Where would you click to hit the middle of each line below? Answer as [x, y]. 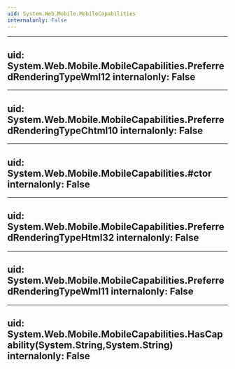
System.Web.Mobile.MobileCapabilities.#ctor [109, 173]
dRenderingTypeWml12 [59, 77]
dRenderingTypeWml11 [58, 292]
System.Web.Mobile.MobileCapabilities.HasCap [115, 334]
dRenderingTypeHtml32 [61, 238]
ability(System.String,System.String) [90, 345]
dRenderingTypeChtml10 [63, 130]
